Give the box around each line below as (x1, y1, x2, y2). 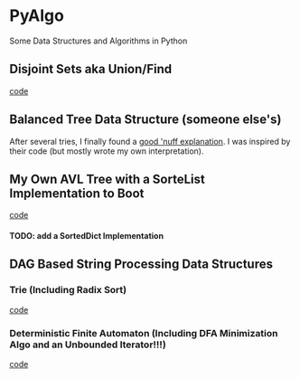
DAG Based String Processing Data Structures (9, 257, 274, 272)
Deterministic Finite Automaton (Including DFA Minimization (9, 326, 278, 339)
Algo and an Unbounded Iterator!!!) (9, 338, 167, 351)
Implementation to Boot (9, 185, 145, 201)
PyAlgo (9, 5, 65, 26)
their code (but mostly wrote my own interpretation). (9, 146, 204, 156)
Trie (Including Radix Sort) (9, 284, 127, 297)
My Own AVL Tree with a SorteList (9, 171, 205, 186)
